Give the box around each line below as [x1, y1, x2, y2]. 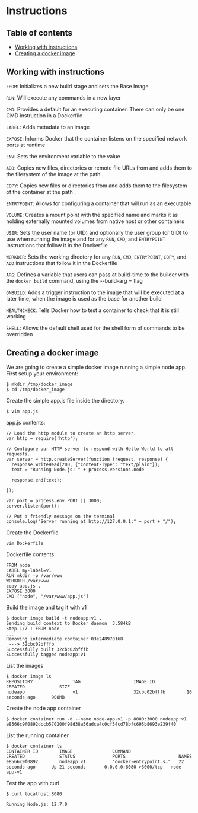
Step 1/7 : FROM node [6, 626, 60, 632]
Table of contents [6, 28, 72, 38]
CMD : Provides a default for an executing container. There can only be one [6, 106, 185, 113]
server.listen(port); [6, 503, 60, 509]
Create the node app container [6, 704, 81, 712]
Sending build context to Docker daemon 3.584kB [6, 620, 132, 626]
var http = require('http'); [6, 435, 78, 441]
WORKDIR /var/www [6, 578, 49, 584]
